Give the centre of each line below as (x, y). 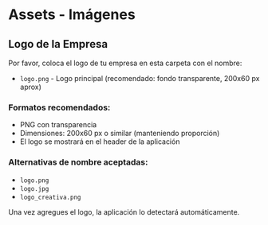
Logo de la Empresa (58, 44)
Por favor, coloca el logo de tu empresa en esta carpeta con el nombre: (125, 63)
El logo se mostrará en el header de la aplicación (100, 142)
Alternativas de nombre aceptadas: (78, 162)
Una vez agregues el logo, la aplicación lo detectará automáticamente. (124, 211)
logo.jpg (34, 188)
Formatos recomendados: (59, 107)
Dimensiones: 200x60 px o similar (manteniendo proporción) (120, 134)
